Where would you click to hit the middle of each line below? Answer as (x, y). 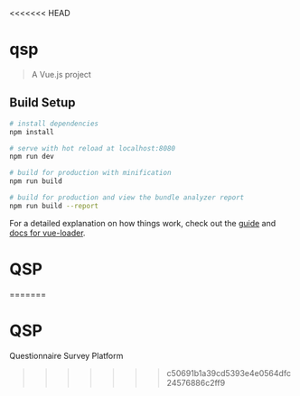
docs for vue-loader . (47, 233)
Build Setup (42, 103)
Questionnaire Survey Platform (66, 355)
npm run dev (32, 157)
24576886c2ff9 (196, 382)
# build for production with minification (90, 173)
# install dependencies (54, 124)
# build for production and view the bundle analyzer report (127, 198)
